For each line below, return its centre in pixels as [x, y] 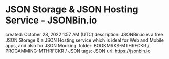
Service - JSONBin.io [51, 20]
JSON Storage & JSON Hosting [72, 9]
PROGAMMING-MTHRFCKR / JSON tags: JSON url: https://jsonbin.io [78, 51]
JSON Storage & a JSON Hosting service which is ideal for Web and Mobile [84, 40]
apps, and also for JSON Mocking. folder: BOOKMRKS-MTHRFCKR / [77, 45]
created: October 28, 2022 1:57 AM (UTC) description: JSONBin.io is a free [84, 34]
